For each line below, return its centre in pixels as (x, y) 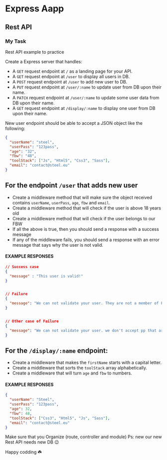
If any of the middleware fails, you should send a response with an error (86, 240)
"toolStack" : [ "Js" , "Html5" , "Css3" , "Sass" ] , (60, 161)
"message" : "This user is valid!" (46, 276)
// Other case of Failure (32, 321)
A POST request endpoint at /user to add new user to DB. (70, 82)
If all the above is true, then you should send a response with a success (85, 229)
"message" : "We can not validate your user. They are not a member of (84, 303)
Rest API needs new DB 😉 (32, 442)
